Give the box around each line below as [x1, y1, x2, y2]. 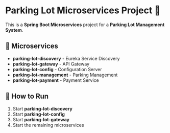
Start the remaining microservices [12, 122, 84, 128]
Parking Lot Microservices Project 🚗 [5, 5, 161, 16]
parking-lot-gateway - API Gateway [12, 61, 90, 67]
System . [5, 27, 23, 33]
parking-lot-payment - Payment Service [12, 77, 99, 83]
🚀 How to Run [5, 92, 49, 101]
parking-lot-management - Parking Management [12, 72, 118, 78]
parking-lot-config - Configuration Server [12, 66, 102, 72]
